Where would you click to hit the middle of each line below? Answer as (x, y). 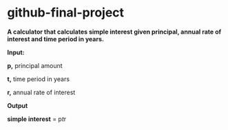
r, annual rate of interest (41, 92)
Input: (16, 52)
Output (18, 105)
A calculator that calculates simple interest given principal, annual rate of (114, 32)
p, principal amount (35, 65)
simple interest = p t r (37, 119)
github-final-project (66, 13)
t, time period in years (39, 79)
